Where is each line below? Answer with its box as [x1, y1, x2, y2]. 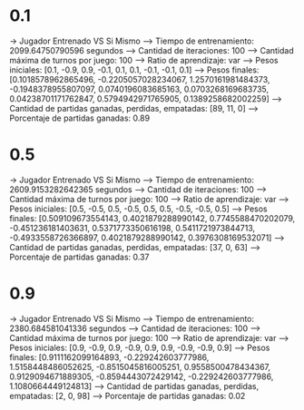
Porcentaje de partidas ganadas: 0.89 [9, 112, 151, 123]
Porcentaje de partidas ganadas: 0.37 [9, 251, 150, 262]
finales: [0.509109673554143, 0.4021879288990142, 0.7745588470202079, [9, 212, 296, 223]
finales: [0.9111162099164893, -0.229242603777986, [9, 351, 210, 363]
